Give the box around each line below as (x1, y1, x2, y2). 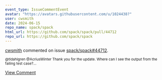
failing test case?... (5, 61, 37, 66)
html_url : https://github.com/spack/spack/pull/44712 (5, 30, 117, 34)
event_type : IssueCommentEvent (5, 7, 69, 12)
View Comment (5, 69, 36, 75)
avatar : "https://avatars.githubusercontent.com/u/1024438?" (5, 12, 132, 16)
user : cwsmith (5, 16, 34, 21)
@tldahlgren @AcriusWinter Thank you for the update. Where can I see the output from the (5, 57, 158, 62)
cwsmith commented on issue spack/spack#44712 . (5, 47, 109, 53)
